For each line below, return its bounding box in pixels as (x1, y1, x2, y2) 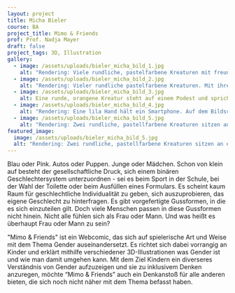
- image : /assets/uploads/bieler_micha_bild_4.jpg (13, 102, 164, 109)
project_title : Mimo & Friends (7, 29, 99, 37)
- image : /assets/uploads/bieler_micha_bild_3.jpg (13, 88, 164, 95)
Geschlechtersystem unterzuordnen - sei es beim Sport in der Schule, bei (7, 175, 220, 183)
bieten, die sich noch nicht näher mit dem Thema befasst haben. (7, 278, 193, 286)
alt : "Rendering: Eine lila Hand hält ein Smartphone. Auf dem (20, 108, 208, 115)
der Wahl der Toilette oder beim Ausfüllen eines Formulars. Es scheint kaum (7, 182, 226, 191)
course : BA (7, 23, 39, 30)
